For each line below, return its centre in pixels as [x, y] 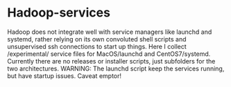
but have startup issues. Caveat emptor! [65, 76]
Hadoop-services [59, 13]
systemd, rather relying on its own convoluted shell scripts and [97, 39]
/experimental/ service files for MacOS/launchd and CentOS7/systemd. [109, 54]
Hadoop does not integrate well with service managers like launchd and [110, 32]
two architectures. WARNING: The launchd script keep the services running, [116, 68]
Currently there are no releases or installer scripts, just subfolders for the [111, 61]
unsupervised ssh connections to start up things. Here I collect [97, 46]
